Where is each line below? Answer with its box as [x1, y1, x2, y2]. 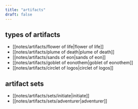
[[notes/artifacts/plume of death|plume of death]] [12, 49, 115, 55]
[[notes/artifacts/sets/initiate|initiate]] [12, 93, 89, 99]
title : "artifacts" [5, 7, 46, 12]
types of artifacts [5, 30, 60, 39]
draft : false [5, 12, 32, 17]
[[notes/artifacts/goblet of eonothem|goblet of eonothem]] [12, 59, 133, 65]
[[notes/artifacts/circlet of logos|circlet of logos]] [12, 65, 113, 71]
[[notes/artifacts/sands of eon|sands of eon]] [12, 54, 106, 60]
